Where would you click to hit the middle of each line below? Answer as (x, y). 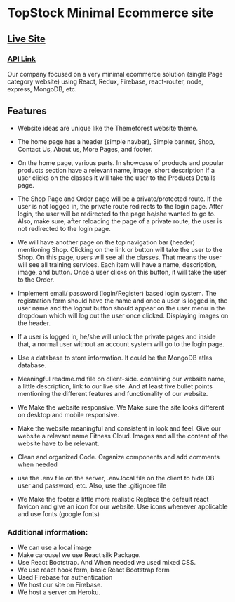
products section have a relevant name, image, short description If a (116, 170)
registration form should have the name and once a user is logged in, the (122, 301)
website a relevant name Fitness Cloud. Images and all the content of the (123, 436)
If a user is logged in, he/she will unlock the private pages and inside (116, 336)
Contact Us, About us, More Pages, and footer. (85, 149)
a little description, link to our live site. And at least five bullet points (115, 386)
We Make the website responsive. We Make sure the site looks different (121, 407)
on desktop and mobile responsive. (68, 414)
